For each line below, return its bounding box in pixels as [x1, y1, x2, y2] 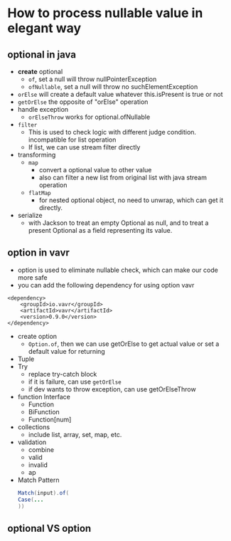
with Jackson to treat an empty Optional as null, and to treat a [28, 219, 209, 227]
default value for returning [28, 347, 105, 355]
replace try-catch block [28, 369, 97, 378]
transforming [17, 151, 56, 159]
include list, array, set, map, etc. [28, 430, 122, 438]
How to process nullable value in [7, 5, 203, 21]
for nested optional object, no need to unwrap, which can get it [38, 196, 224, 204]
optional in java [7, 48, 77, 61]
